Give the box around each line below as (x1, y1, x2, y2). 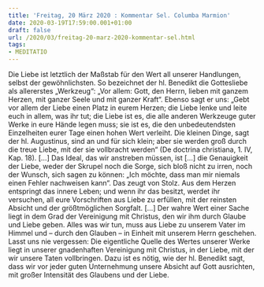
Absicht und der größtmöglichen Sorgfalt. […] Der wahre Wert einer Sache (8, 204, 250, 212)
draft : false (8, 26, 51, 34)
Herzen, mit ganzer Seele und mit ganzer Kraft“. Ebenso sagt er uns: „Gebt (8, 95, 250, 104)
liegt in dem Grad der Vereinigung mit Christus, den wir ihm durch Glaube (8, 212, 247, 221)
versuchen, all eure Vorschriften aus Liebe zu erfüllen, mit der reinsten (8, 195, 237, 204)
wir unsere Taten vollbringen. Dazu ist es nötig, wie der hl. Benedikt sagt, (8, 253, 246, 263)
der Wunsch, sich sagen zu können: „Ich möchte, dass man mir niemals (8, 170, 240, 179)
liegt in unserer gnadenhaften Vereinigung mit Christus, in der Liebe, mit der (8, 245, 255, 254)
